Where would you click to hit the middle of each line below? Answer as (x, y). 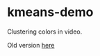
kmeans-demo (50, 12)
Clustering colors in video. (45, 31)
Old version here (31, 45)
